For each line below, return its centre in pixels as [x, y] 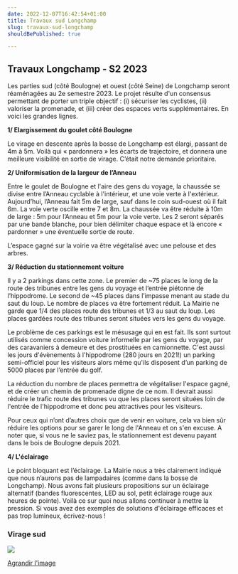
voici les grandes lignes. [43, 116]
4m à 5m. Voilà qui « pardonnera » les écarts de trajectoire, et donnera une [117, 152]
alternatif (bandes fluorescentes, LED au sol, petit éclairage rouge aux [110, 493]
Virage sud [27, 534]
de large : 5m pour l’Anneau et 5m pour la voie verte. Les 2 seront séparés [115, 217]
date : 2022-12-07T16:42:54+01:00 [57, 14]
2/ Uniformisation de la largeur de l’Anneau [72, 173]
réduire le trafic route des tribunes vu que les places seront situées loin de [116, 399]
